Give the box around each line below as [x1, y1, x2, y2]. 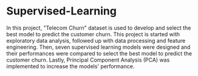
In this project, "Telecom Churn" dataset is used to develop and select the [6, 24, 191, 31]
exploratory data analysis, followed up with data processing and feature [6, 37, 186, 44]
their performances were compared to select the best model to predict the [6, 49, 193, 57]
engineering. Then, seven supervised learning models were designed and [6, 43, 191, 51]
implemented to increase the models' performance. [6, 62, 135, 70]
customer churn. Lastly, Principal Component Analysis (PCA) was [6, 56, 170, 63]
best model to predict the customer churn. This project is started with [6, 30, 180, 37]
